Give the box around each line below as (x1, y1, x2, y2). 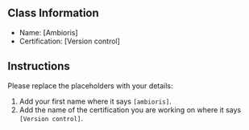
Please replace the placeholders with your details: (7, 80, 174, 91)
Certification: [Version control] (19, 36, 120, 46)
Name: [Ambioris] (19, 27, 78, 37)
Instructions (7, 59, 70, 73)
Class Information (7, 6, 100, 20)
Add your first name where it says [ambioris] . (19, 96, 172, 106)
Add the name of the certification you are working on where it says (19, 104, 242, 115)
